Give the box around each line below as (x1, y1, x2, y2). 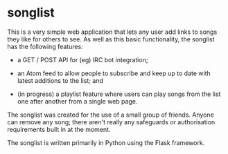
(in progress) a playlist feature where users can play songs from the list (17, 90, 221, 98)
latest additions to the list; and (17, 76, 104, 84)
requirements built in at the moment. (7, 125, 111, 133)
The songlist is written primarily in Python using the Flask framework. (7, 138, 205, 146)
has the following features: (7, 42, 83, 50)
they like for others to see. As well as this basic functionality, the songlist (7, 35, 215, 43)
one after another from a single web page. (17, 97, 138, 105)
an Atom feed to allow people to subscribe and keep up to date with (17, 69, 211, 77)
